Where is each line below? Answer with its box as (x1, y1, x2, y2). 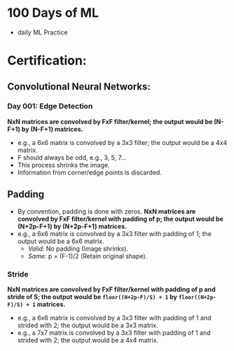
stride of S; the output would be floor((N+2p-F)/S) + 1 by (7, 292, 177, 301)
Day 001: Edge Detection (7, 102, 93, 111)
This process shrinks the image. (17, 160, 110, 169)
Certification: (7, 53, 87, 69)
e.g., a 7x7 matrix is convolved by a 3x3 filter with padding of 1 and (17, 328, 211, 337)
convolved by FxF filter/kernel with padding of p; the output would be (17, 214, 223, 223)
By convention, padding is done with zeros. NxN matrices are (17, 207, 196, 215)
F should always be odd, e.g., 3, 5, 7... (17, 153, 127, 162)
